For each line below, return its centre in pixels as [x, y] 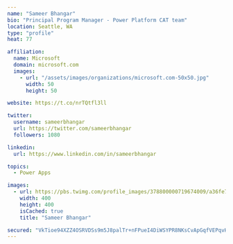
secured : [20, 230]
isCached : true [42, 211]
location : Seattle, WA [40, 26]
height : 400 [37, 204]
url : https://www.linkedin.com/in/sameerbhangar [85, 154]
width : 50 [40, 84]
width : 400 [35, 198]
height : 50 [41, 91]
